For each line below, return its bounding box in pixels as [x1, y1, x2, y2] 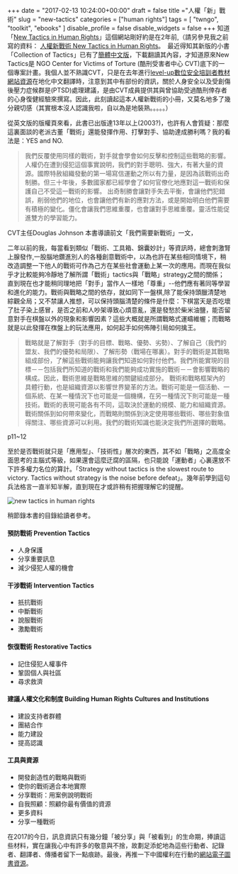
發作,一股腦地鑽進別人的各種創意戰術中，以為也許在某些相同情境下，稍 [19, 252, 227, 261]
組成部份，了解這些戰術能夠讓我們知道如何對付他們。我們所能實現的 [24, 357, 224, 364]
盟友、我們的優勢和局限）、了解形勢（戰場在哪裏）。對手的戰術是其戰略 [24, 347, 230, 356]
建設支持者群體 [17, 712, 62, 720]
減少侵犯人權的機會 [17, 564, 74, 572]
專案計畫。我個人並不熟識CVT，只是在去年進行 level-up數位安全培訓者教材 [13, 68, 230, 77]
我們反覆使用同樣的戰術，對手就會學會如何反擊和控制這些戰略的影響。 [24, 152, 230, 159]
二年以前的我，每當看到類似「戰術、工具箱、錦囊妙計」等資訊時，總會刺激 [7, 244, 225, 252]
